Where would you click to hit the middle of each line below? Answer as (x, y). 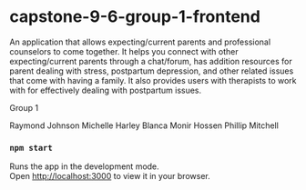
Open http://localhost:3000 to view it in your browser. (110, 176)
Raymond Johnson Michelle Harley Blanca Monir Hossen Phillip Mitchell (144, 125)
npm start (31, 148)
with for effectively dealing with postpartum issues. (106, 90)
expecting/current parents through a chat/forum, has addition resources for (151, 61)
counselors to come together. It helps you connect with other (124, 51)
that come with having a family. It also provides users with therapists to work (153, 80)
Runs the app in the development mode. (84, 166)
